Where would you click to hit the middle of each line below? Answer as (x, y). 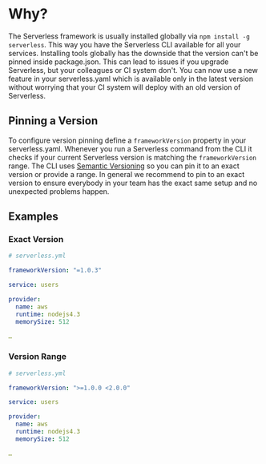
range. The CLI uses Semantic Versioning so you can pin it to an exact (124, 166)
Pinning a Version (53, 121)
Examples (33, 217)
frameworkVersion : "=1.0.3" (55, 270)
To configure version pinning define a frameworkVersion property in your (127, 140)
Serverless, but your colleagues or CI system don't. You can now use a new (133, 70)
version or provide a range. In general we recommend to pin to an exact (127, 174)
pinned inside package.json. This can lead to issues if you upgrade (119, 62)
